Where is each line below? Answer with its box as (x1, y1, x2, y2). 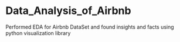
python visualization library (5, 29, 71, 36)
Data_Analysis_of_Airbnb (5, 4, 131, 17)
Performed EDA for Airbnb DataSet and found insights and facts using (5, 23, 174, 30)
